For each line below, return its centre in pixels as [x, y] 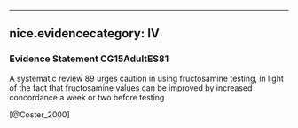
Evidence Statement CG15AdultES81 [89, 59]
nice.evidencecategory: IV [84, 33]
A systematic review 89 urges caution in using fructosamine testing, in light [146, 78]
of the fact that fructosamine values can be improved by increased [131, 88]
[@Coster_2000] [40, 114]
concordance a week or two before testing [87, 97]
